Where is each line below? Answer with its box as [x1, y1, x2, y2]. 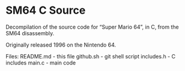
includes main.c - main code [5, 59, 76, 66]
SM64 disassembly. [5, 29, 55, 36]
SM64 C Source [5, 4, 86, 17]
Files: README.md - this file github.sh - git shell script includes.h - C [5, 53, 175, 60]
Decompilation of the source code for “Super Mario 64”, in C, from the [5, 23, 179, 30]
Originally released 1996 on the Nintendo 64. [5, 41, 117, 48]
